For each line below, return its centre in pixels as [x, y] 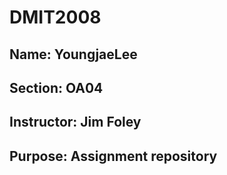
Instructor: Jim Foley [75, 122]
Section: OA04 [56, 87]
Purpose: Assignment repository [113, 156]
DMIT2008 [55, 17]
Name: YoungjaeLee [73, 54]
